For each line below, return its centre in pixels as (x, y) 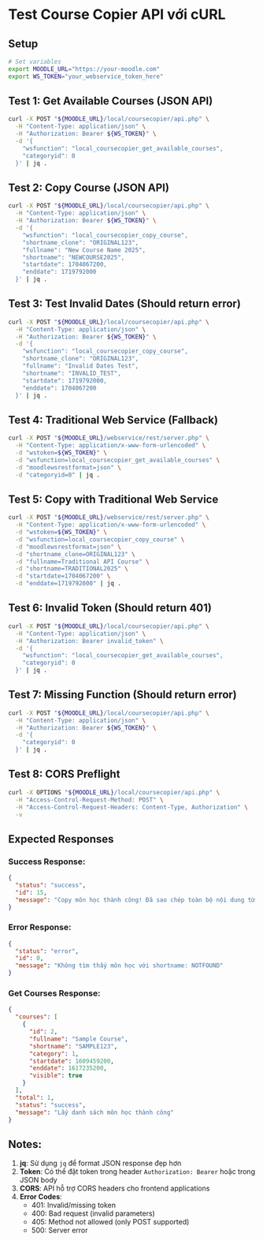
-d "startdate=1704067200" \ (63, 576)
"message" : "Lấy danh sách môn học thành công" (95, 1112)
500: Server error (59, 1230)
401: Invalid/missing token (74, 1205)
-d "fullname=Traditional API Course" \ (82, 562)
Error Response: (40, 927)
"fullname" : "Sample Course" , (78, 1039)
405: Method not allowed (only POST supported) (110, 1222)
